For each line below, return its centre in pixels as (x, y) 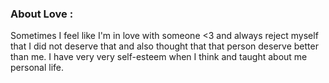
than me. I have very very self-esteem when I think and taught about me (159, 57)
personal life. (37, 68)
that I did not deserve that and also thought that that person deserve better (164, 46)
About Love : (42, 14)
